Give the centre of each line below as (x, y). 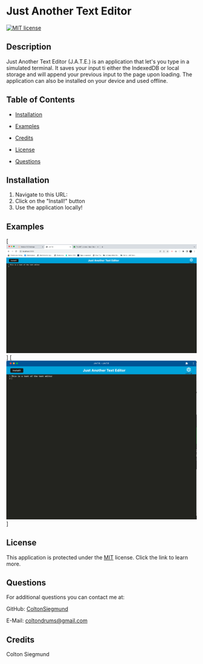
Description (29, 47)
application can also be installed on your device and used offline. (87, 80)
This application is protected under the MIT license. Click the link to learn (97, 557)
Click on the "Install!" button (50, 201)
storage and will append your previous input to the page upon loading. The (99, 74)
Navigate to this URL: (41, 195)
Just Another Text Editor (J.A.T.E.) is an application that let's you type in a (98, 61)
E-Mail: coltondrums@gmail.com (47, 620)
